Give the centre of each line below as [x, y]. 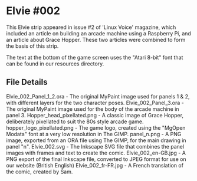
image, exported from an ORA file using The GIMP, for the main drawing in [96, 140]
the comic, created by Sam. [40, 172]
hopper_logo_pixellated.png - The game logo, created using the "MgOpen [96, 127]
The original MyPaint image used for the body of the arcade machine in [93, 109]
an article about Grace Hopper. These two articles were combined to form [96, 40]
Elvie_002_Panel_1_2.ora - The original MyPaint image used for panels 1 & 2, [98, 96]
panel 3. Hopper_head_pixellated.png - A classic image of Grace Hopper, [95, 115]
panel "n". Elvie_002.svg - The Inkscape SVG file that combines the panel [95, 146]
